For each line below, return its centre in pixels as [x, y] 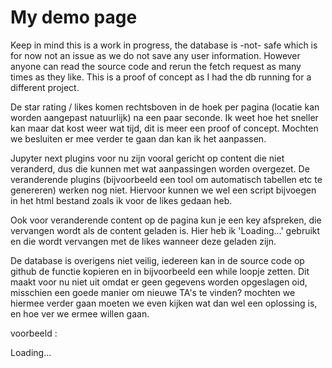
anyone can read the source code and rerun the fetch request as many [156, 66]
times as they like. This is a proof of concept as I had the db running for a [161, 77]
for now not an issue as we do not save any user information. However [155, 55]
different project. [45, 87]
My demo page [74, 17]
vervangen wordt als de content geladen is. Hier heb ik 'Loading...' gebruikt [165, 230]
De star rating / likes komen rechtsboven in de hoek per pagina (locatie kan [165, 107]
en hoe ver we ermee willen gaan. [80, 313]
